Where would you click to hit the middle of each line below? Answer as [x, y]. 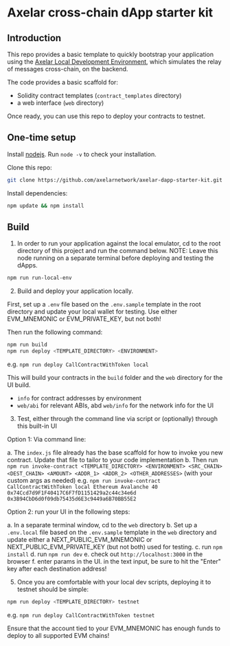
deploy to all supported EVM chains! [58, 635]
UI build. [19, 385]
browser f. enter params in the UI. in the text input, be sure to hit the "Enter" [114, 561]
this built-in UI [37, 426]
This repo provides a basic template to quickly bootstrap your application [111, 54]
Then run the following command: [55, 332]
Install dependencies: [37, 193]
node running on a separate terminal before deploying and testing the [115, 258]
